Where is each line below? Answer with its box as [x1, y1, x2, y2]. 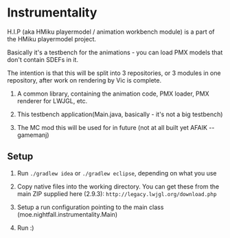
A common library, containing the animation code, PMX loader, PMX [16, 89, 209, 98]
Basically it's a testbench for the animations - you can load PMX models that [7, 48, 223, 56]
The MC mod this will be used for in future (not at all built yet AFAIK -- [16, 123, 215, 131]
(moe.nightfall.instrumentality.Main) [16, 210, 118, 218]
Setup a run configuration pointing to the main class [16, 203, 164, 211]
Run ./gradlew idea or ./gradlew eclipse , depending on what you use [16, 169, 218, 177]
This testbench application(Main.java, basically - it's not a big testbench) [16, 110, 223, 118]
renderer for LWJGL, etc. [16, 96, 88, 105]
